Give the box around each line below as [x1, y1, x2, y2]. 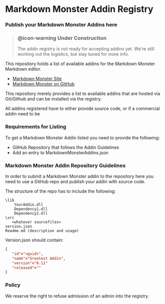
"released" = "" [11, 265, 41, 270]
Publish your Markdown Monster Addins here [5, 21, 118, 28]
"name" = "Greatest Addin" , [11, 256, 66, 261]
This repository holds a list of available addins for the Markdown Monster [5, 61, 156, 67]
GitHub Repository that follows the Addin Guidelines [12, 144, 120, 150]
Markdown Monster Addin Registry [5, 3, 154, 15]
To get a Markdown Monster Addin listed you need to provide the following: [5, 134, 160, 140]
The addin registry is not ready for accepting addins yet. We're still [17, 46, 155, 52]
